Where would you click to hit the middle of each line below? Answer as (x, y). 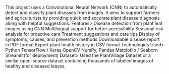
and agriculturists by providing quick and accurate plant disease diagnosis (82, 18)
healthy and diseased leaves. (36, 66)
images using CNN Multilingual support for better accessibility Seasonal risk (84, 29)
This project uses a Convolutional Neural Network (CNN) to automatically (81, 7)
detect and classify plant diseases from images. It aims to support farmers (82, 13)
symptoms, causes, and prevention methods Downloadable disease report (82, 39)
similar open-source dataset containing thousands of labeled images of (79, 61)
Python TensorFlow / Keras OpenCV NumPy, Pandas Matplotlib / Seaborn (81, 50)
